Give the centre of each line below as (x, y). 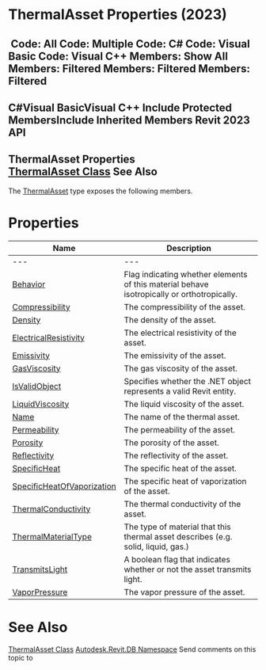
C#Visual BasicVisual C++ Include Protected (120, 107)
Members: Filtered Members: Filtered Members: (129, 69)
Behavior (29, 284)
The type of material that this (177, 527)
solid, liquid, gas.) (156, 546)
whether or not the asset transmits (188, 569)
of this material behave (166, 284)
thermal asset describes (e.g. (178, 536)
